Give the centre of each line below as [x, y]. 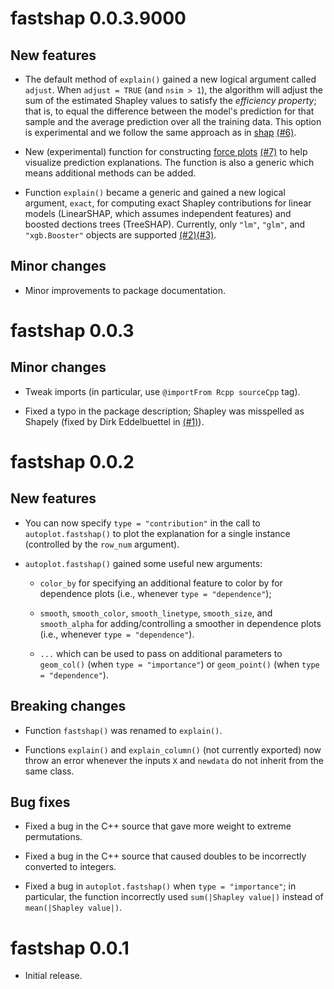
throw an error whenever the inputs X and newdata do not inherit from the [174, 760]
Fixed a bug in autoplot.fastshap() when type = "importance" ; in [160, 886]
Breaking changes [68, 706]
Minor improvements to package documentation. [125, 290]
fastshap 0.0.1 [70, 948]
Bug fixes [40, 802]
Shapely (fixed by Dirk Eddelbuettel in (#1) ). [114, 421]
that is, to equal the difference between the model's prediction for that [169, 111]
